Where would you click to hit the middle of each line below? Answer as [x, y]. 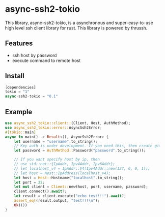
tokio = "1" [17, 92]
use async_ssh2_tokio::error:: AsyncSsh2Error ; [54, 127]
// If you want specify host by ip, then [57, 159]
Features [19, 44]
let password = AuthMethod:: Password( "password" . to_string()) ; [80, 151]
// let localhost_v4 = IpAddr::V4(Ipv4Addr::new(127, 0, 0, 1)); [82, 168]
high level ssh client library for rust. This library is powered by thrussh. [76, 28]
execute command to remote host [46, 61]
